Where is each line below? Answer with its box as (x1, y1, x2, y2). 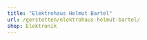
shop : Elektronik (7, 22, 57, 29)
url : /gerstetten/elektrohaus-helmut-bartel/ (7, 16, 140, 23)
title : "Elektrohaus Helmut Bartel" (7, 9, 112, 17)
